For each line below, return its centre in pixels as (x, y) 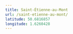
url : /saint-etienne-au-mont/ (37, 14)
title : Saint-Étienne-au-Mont (37, 10)
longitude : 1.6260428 (28, 24)
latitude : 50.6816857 (28, 19)
